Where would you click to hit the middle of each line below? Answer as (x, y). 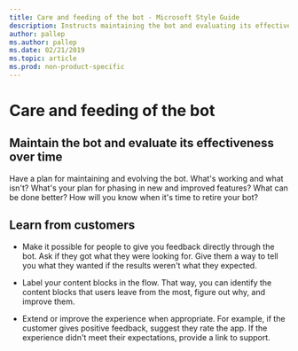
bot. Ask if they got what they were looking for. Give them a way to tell (150, 256)
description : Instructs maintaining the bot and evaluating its (130, 26)
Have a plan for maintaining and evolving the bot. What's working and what (146, 178)
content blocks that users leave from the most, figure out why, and (144, 292)
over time (36, 157)
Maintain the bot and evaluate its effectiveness (142, 143)
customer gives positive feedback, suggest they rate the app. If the (145, 328)
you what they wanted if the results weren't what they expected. (139, 265)
